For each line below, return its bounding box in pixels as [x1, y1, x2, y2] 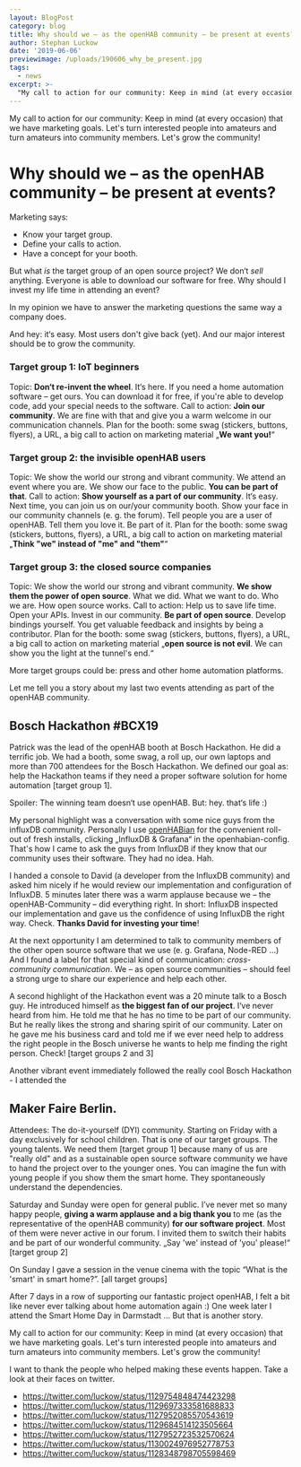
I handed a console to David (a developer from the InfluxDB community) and [9, 871, 291, 881]
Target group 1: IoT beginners [9, 360, 140, 373]
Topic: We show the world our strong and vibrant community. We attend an [9, 472, 287, 482]
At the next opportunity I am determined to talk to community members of [9, 935, 282, 946]
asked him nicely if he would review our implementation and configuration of [9, 880, 292, 890]
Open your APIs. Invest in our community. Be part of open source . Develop [9, 610, 287, 621]
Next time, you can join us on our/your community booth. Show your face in [9, 500, 288, 511]
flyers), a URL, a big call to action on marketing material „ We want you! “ [9, 429, 275, 439]
